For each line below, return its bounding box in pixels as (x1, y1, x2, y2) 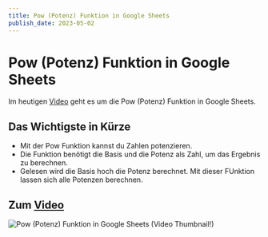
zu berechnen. (19, 158, 68, 168)
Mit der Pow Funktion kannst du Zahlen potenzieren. (19, 141, 193, 151)
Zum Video (8, 198, 65, 211)
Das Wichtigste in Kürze (8, 120, 131, 133)
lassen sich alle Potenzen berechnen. (19, 175, 143, 184)
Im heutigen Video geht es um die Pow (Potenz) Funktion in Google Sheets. (8, 97, 256, 106)
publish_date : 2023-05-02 (8, 19, 94, 27)
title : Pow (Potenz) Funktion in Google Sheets (8, 11, 170, 20)
